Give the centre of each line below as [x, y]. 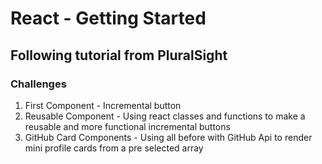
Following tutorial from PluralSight [119, 55]
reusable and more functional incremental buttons [127, 126]
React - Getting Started [108, 18]
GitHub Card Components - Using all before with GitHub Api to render [168, 137]
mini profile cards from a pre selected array [114, 148]
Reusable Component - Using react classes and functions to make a [165, 116]
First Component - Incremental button [103, 105]
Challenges [38, 84]
